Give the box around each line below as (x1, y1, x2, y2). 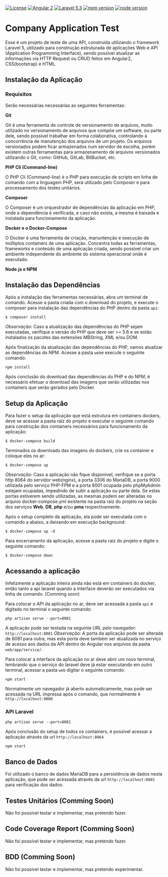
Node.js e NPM (5, 266, 37, 272)
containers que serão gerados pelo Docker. (5, 384, 95, 390)
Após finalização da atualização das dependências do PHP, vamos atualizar (5, 344, 163, 350)
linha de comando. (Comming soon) (5, 591, 80, 597)
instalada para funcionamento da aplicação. (5, 215, 96, 221)
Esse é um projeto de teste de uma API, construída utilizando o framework (5, 39, 160, 45)
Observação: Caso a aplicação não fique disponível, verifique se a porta (5, 471, 156, 478)
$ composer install (5, 315, 46, 320)
